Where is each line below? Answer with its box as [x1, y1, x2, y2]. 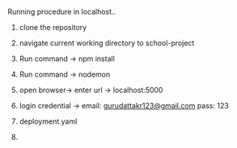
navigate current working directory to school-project [19, 38, 195, 48]
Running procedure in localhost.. [7, 7, 116, 16]
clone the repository [19, 23, 87, 32]
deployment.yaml [19, 116, 78, 126]
